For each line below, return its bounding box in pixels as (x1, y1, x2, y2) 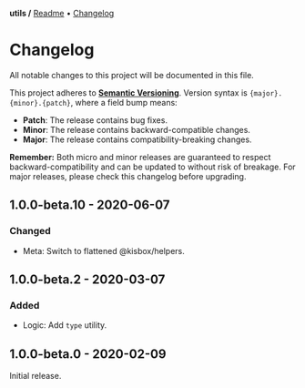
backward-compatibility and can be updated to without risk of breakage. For (9, 161, 296, 172)
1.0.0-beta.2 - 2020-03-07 (9, 272, 166, 288)
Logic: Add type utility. (22, 320, 107, 331)
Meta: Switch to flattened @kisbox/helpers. (22, 245, 185, 256)
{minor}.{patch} (9, 98, 71, 107)
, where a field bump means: (70, 97, 178, 107)
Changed (9, 225, 52, 238)
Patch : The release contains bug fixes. (22, 114, 168, 126)
